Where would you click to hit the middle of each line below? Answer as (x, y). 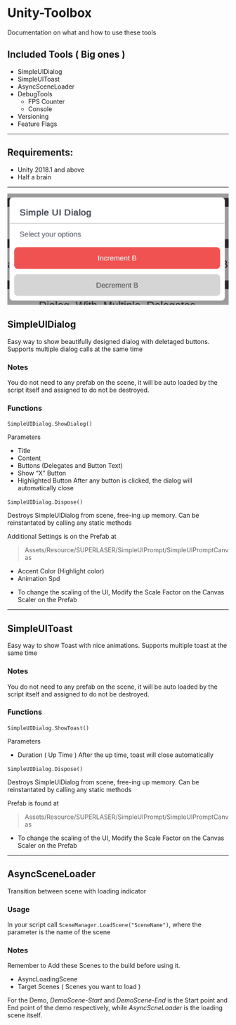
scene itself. (25, 1015)
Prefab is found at (33, 803)
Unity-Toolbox (50, 13)
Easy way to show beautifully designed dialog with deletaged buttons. (109, 341)
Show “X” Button (42, 473)
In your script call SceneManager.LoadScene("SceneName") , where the (105, 924)
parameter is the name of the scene (59, 932)
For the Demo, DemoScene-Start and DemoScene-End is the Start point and (118, 1000)
